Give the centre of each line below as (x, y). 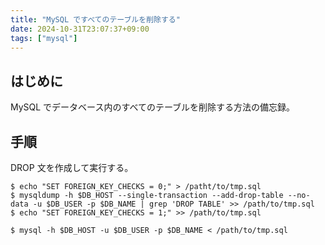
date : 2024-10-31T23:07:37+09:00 (80, 29)
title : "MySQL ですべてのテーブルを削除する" (95, 19)
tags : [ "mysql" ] (44, 38)
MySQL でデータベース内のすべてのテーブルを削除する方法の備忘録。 (153, 107)
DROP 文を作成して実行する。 (72, 167)
